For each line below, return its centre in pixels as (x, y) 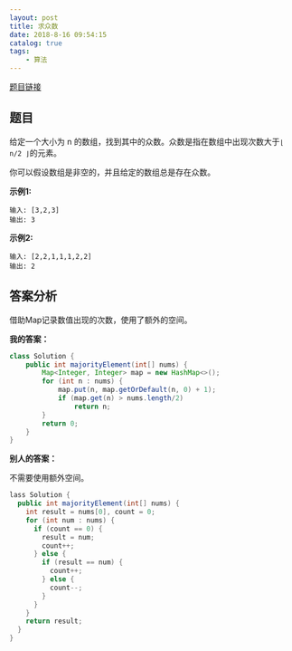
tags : (19, 52)
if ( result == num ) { (83, 562)
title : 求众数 (34, 26)
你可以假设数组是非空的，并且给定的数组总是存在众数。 (112, 172)
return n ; (92, 407)
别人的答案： (33, 459)
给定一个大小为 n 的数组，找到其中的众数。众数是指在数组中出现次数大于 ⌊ (147, 141)
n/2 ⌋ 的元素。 (35, 153)
